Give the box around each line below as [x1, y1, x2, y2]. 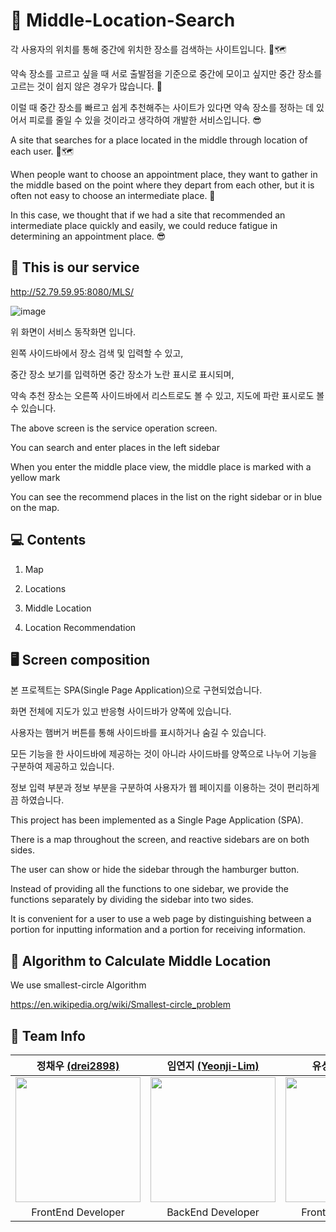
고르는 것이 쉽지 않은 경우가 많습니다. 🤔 [10, 80, 163, 92]
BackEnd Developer [166, 1205, 260, 1219]
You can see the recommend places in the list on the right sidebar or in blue [10, 490, 323, 503]
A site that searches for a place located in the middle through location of [10, 134, 308, 146]
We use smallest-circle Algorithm [10, 979, 147, 991]
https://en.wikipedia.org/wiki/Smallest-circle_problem [10, 999, 231, 1011]
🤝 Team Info [10, 1027, 86, 1044]
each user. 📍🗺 [10, 145, 74, 157]
